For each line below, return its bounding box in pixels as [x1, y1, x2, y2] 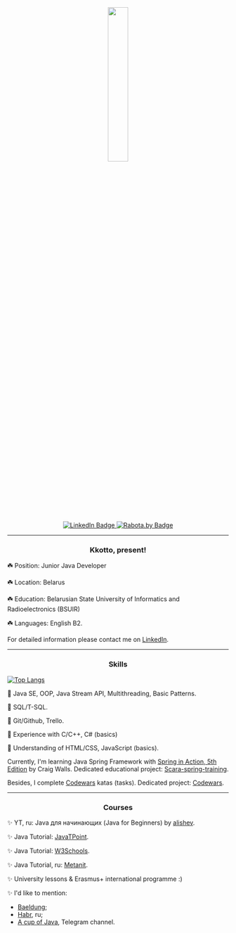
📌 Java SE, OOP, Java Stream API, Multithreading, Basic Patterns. [7, 689, 197, 697]
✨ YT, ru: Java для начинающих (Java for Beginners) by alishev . [7, 818, 195, 827]
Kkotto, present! [89, 545, 147, 555]
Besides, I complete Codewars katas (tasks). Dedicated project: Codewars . [7, 778, 225, 787]
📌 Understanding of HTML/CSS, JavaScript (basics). [7, 743, 159, 752]
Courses [103, 802, 133, 812]
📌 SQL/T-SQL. [7, 702, 48, 711]
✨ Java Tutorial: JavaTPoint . [7, 832, 89, 841]
